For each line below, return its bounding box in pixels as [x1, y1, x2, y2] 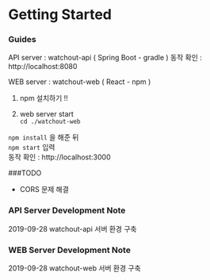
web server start [19, 109, 74, 119]
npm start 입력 [8, 143, 55, 152]
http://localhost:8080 [8, 62, 78, 71]
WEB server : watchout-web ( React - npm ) [8, 77, 151, 86]
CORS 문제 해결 [19, 185, 70, 194]
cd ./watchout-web [19, 117, 81, 126]
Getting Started [8, 6, 113, 24]
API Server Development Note [8, 205, 126, 216]
